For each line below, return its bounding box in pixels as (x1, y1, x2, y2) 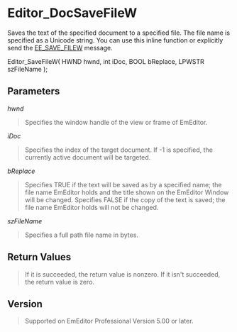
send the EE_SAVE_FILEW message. (7, 43, 114, 52)
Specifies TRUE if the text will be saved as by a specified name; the (24, 180, 222, 189)
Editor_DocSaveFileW (7, 5, 137, 21)
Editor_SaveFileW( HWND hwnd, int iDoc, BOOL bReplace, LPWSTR (7, 57, 204, 65)
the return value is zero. (24, 277, 94, 286)
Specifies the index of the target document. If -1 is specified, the (24, 145, 213, 154)
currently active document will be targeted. (24, 153, 151, 161)
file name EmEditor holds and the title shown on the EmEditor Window (24, 188, 229, 197)
